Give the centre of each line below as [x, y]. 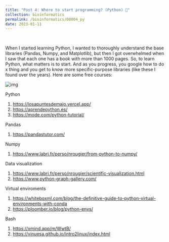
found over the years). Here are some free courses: [59, 75]
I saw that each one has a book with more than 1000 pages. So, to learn [80, 59]
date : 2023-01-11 [24, 24]
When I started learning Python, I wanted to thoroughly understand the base [85, 48]
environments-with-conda [40, 204]
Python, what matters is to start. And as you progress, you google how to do [85, 64]
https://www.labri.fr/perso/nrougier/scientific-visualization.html [78, 173]
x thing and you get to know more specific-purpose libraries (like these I [80, 70]
